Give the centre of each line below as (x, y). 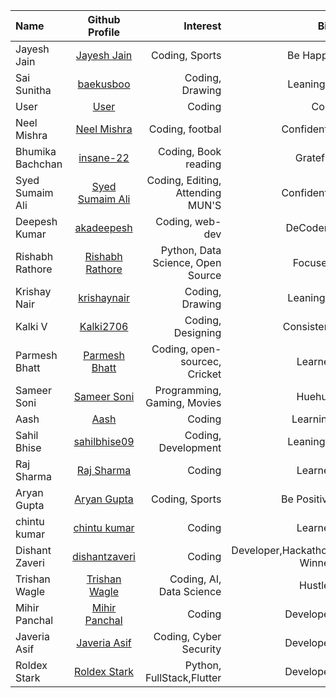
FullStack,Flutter (183, 677)
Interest (202, 26)
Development (190, 447)
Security (201, 649)
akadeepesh (103, 227)
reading (203, 164)
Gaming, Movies (183, 402)
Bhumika (36, 151)
